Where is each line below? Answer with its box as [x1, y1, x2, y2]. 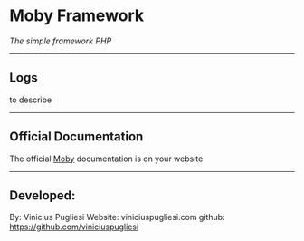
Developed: [9, 188, 76, 203]
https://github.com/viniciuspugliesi [9, 221, 139, 232]
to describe [9, 94, 52, 105]
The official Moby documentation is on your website [9, 153, 204, 164]
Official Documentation [9, 129, 144, 145]
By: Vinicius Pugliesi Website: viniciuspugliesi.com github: [9, 212, 225, 223]
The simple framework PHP [9, 35, 112, 46]
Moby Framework [9, 5, 145, 26]
